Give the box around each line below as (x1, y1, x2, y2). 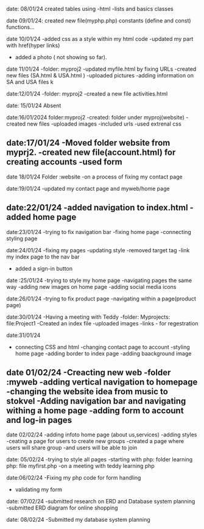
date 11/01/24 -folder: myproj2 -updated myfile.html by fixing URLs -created (6, 65, 197, 73)
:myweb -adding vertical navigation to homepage (6, 377, 198, 388)
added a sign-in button (15, 264, 73, 272)
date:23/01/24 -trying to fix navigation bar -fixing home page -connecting (6, 228, 192, 235)
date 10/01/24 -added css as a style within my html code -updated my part (6, 35, 194, 42)
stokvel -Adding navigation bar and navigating (6, 396, 186, 407)
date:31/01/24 (6, 332, 41, 339)
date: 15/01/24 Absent (6, 102, 62, 109)
